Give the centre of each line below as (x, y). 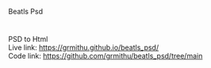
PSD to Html (28, 40)
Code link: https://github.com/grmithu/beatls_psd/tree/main (105, 56)
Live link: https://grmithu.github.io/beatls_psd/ (84, 47)
